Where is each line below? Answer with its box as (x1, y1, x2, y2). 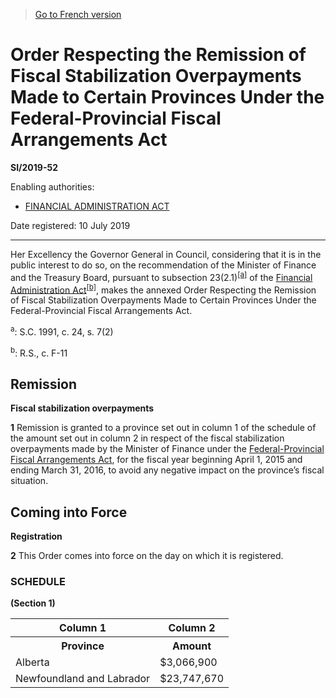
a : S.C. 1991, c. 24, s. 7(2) (10, 324, 114, 338)
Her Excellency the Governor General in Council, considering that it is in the (10, 248, 322, 260)
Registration (10, 530, 63, 543)
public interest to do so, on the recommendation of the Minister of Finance (10, 259, 317, 271)
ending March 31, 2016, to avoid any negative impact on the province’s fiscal (10, 464, 325, 476)
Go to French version (34, 9, 122, 20)
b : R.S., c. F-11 (10, 345, 68, 359)
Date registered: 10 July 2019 (10, 219, 131, 231)
